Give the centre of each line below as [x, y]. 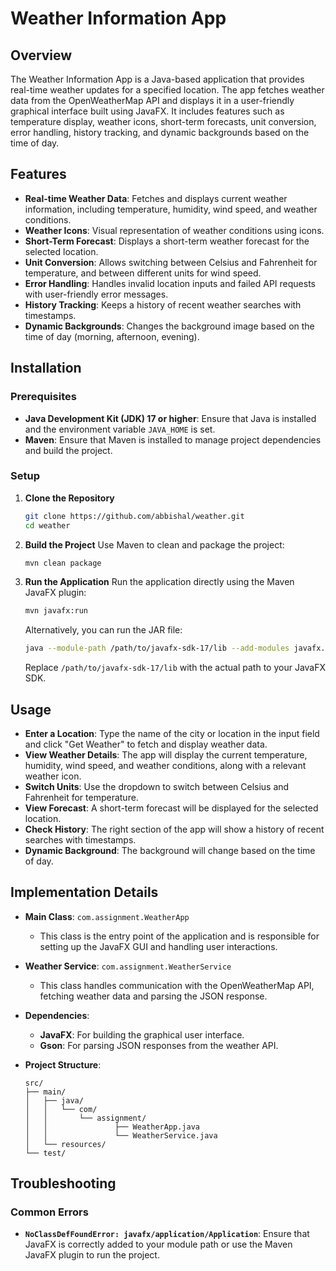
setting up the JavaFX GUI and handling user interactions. [158, 946]
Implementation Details [84, 892]
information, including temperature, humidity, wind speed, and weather [171, 209]
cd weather [47, 525]
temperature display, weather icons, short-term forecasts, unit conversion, [163, 121]
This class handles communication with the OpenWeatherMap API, [177, 985]
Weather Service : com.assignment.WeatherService [128, 966]
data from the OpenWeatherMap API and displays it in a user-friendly [152, 100]
